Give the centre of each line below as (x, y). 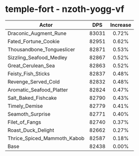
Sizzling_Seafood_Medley (38, 57)
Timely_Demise (25, 106)
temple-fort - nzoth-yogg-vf (65, 9)
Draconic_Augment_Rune (37, 33)
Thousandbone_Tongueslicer (41, 49)
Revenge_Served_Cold (34, 81)
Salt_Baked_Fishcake (32, 98)
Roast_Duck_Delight (31, 130)
